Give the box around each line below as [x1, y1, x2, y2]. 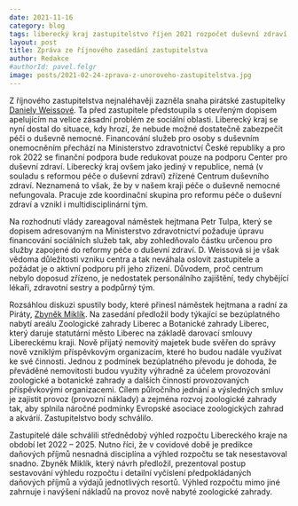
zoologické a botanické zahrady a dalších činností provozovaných [9, 375, 250, 385]
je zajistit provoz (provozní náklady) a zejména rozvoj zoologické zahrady [9, 393, 278, 404]
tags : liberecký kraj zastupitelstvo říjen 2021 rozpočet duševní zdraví [9, 29, 288, 38]
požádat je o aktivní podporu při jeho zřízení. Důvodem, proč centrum [9, 263, 263, 273]
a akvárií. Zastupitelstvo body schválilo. [9, 412, 153, 423]
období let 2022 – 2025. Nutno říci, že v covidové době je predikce [9, 439, 253, 449]
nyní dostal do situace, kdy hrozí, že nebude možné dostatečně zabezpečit [9, 123, 284, 134]
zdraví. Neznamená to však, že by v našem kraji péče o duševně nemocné [9, 179, 281, 191]
